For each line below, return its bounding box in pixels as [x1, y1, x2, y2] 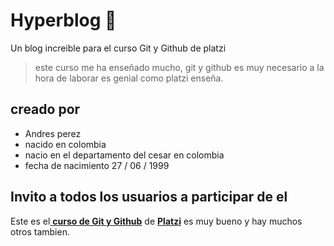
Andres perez [24, 127, 82, 139]
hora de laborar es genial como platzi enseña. [34, 72, 224, 84]
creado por [10, 101, 81, 118]
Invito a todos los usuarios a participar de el [10, 189, 288, 206]
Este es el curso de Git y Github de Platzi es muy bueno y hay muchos [10, 215, 303, 227]
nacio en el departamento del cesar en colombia [24, 149, 225, 161]
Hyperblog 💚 [10, 9, 117, 32]
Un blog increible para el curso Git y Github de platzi [10, 42, 227, 54]
